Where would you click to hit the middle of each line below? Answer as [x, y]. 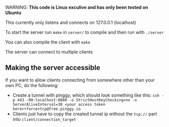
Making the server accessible [53, 68]
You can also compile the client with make [48, 42]
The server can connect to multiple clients [49, 52]
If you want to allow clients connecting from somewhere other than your [80, 80]
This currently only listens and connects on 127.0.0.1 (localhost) [71, 23]
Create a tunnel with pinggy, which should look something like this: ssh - [88, 95]
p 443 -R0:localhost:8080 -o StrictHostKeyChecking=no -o [75, 100]
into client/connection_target [44, 119]
